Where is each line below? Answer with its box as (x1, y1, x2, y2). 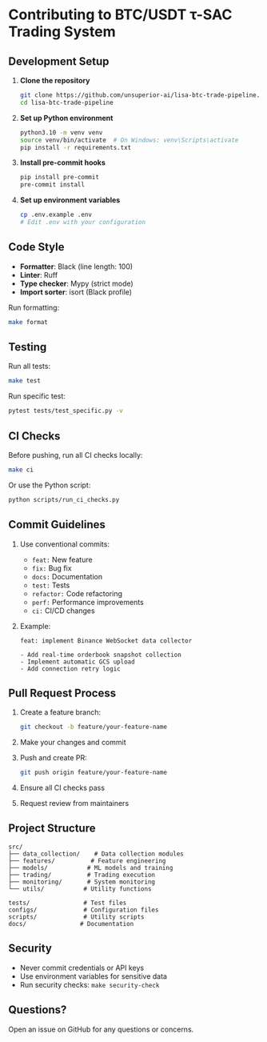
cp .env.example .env (19, 210, 92, 219)
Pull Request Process (8, 686, 117, 699)
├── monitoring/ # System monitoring (8, 878, 156, 886)
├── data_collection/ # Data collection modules (8, 850, 184, 858)
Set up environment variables (19, 195, 121, 205)
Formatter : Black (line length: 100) (19, 262, 133, 271)
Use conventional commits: (19, 539, 110, 549)
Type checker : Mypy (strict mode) (19, 279, 133, 288)
